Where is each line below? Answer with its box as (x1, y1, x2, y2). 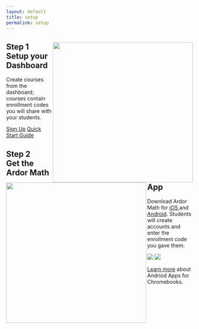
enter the (147, 229, 170, 236)
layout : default (6, 8, 46, 15)
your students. (6, 114, 41, 121)
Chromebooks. (147, 279, 184, 286)
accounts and (147, 223, 181, 230)
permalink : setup (6, 20, 49, 26)
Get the (6, 158, 34, 168)
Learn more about (147, 265, 191, 273)
